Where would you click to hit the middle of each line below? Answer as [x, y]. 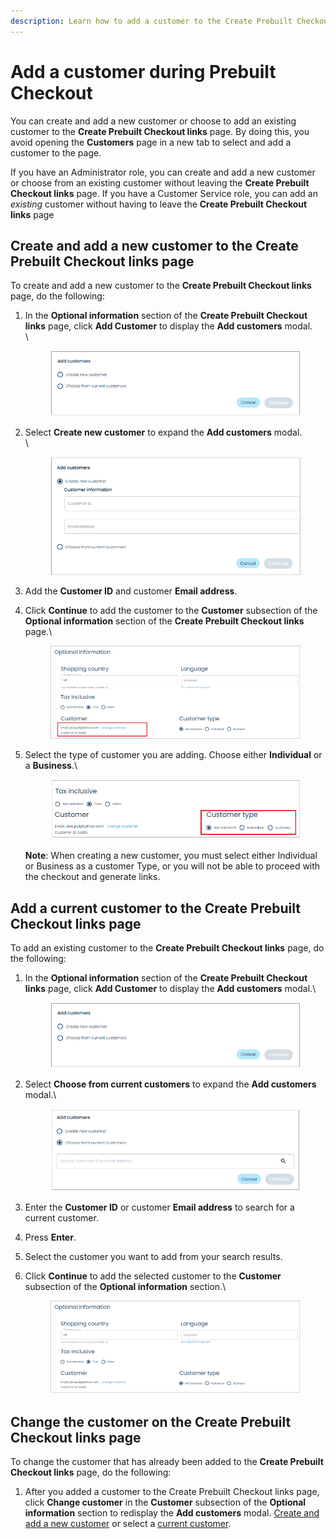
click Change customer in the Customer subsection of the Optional [165, 1502]
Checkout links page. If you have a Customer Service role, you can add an [164, 193]
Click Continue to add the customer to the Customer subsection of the [171, 611]
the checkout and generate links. [92, 877]
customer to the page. [56, 152]
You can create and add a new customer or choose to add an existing [153, 121]
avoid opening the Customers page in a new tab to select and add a [151, 142]
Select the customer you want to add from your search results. [153, 1256]
